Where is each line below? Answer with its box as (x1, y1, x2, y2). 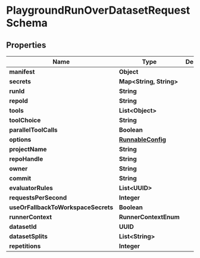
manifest (9, 68, 35, 76)
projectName (9, 145, 47, 153)
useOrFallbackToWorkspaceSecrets (9, 203, 114, 212)
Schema (6, 16, 48, 30)
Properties (6, 40, 46, 50)
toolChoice (9, 116, 41, 124)
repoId (9, 97, 29, 105)
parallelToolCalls (9, 126, 58, 134)
